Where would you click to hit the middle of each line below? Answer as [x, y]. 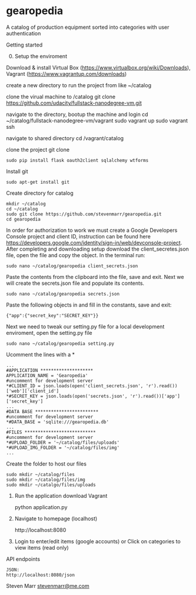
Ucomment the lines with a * [41, 354]
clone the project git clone [38, 149]
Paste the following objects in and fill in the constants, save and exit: [89, 305]
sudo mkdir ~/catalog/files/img [46, 480]
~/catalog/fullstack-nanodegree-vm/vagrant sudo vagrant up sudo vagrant [97, 120]
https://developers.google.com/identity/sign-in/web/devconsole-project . [94, 242]
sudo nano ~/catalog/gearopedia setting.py [60, 343]
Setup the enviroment [41, 56]
